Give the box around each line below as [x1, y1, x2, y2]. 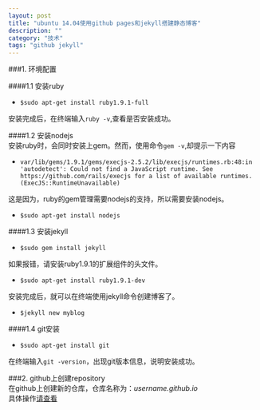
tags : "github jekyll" [8, 42, 84, 50]
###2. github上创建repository [8, 373, 105, 384]
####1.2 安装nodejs [8, 131, 73, 141]
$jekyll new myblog [19, 309, 85, 317]
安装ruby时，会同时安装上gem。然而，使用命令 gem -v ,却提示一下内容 [8, 141, 236, 150]
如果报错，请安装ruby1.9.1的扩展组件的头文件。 [8, 259, 163, 269]
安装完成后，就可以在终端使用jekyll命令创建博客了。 [8, 292, 179, 301]
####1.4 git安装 [8, 324, 60, 334]
